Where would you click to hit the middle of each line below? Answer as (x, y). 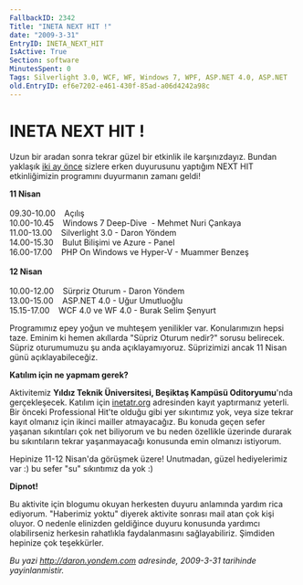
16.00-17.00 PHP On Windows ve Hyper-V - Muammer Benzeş (129, 251)
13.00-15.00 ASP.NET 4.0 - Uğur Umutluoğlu (96, 300)
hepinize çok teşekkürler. (57, 542)
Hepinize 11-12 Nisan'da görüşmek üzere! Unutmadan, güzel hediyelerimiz (148, 459)
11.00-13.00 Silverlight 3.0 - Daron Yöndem (93, 232)
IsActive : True (38, 52)
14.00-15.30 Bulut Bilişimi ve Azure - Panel (92, 242)
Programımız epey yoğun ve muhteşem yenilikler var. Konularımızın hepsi (147, 328)
